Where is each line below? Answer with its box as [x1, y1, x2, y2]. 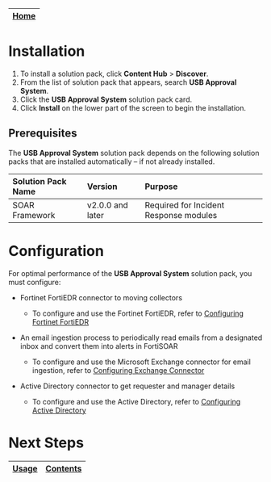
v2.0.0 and [86, 199, 129, 211]
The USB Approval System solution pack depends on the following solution [8, 148, 260, 157]
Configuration [8, 241, 105, 260]
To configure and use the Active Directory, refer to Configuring [31, 396, 241, 406]
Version [86, 181, 118, 192]
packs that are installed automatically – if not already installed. [8, 157, 215, 166]
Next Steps [8, 434, 85, 451]
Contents [45, 463, 82, 474]
